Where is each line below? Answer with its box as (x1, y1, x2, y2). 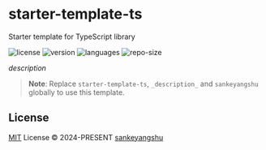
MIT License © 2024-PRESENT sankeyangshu (8, 132, 164, 142)
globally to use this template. (28, 87, 125, 97)
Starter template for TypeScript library (8, 32, 135, 41)
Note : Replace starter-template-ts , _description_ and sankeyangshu (28, 79, 259, 88)
